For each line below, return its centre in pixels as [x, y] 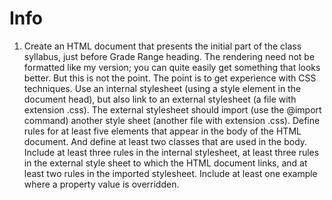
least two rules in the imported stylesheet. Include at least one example [170, 173]
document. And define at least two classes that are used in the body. [165, 141]
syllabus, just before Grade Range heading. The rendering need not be [169, 56]
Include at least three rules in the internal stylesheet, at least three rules [171, 152]
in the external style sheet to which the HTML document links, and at [165, 163]
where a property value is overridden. [101, 184]
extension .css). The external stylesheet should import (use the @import [172, 109]
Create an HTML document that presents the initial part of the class [162, 46]
